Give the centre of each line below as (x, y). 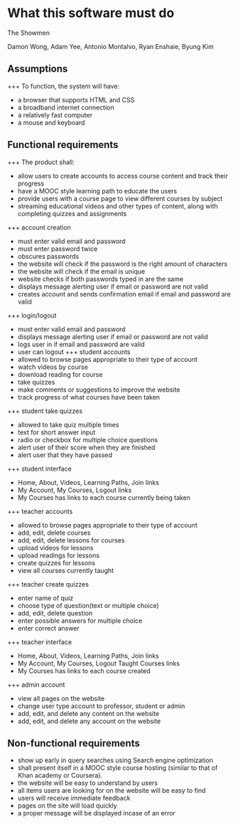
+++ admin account (36, 685)
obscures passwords (48, 256)
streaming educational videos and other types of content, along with (118, 206)
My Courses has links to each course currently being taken (104, 497)
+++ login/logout (32, 315)
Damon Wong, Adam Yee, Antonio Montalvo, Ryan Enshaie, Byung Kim (111, 46)
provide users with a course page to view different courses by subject (120, 198)
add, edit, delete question (55, 613)
